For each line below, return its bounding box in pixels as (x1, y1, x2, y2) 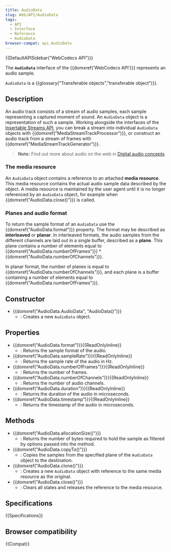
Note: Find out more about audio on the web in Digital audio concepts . (17, 151, 166, 157)
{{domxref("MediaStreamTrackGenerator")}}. (5, 141, 101, 147)
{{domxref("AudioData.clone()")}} (12, 463, 84, 469)
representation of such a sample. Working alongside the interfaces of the (5, 119, 159, 125)
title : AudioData (5, 7, 42, 13)
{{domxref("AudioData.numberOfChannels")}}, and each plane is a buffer (5, 269, 159, 275)
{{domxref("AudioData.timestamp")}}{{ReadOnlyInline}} (12, 396, 130, 402)
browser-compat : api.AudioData (5, 41, 72, 46)
